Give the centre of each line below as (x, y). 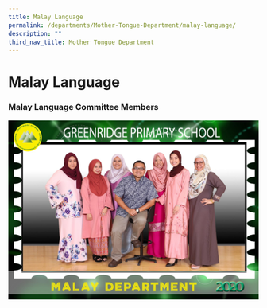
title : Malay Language (46, 17)
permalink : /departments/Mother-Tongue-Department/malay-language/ (122, 25)
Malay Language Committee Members (83, 107)
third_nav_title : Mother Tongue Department (81, 42)
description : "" (35, 33)
